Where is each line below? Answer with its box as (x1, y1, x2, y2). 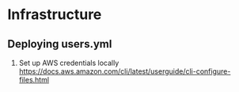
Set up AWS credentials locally (18, 58, 119, 67)
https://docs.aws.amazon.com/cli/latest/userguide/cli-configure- (18, 67, 231, 76)
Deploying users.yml (7, 37, 112, 51)
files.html (18, 75, 49, 84)
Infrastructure (7, 6, 102, 24)
